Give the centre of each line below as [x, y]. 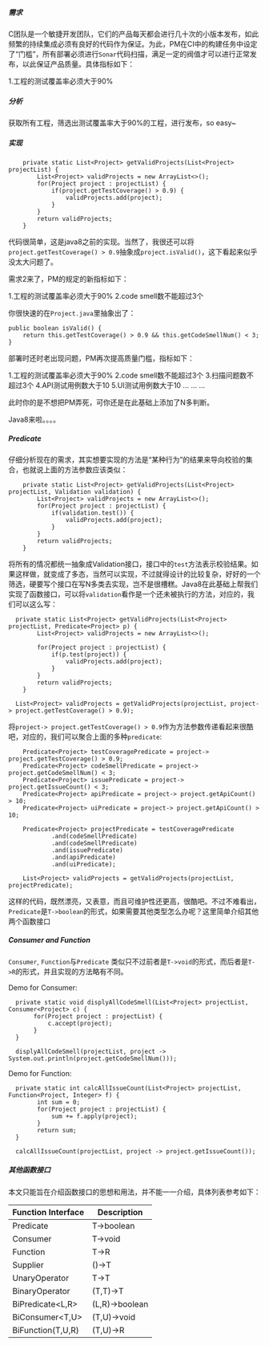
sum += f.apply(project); [94, 1116]
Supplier [28, 1265]
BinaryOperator [41, 1291]
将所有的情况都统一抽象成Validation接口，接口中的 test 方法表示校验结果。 [130, 564]
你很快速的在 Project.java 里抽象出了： [72, 312]
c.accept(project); [80, 1023]
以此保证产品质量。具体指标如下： [78, 63]
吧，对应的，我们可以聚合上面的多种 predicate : [85, 736]
